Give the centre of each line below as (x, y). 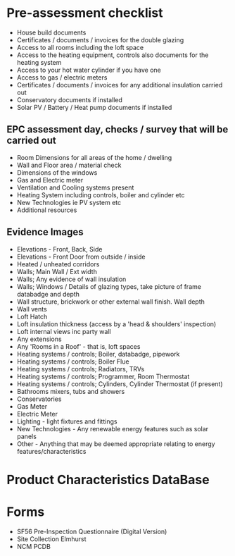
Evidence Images (45, 232)
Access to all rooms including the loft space (80, 47)
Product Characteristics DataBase (108, 480)
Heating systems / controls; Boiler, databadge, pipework (98, 354)
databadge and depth (48, 294)
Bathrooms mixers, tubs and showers (71, 391)
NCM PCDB (33, 546)
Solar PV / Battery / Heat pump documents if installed (94, 107)
